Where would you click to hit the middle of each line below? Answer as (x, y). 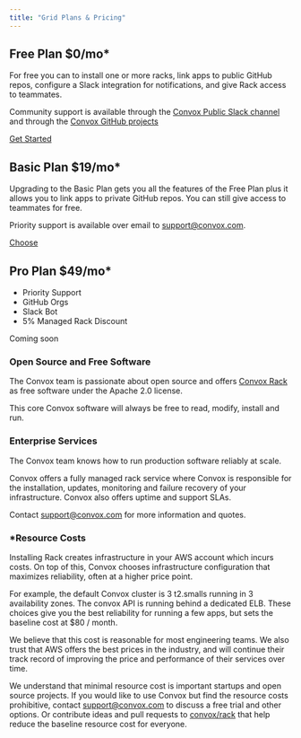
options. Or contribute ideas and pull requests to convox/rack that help (140, 714)
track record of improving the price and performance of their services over (147, 659)
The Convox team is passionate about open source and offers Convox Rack (149, 382)
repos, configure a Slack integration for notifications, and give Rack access (148, 85)
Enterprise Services (53, 441)
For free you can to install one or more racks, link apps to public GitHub (141, 75)
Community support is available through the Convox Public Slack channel (145, 112)
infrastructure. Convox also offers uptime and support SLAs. (120, 497)
